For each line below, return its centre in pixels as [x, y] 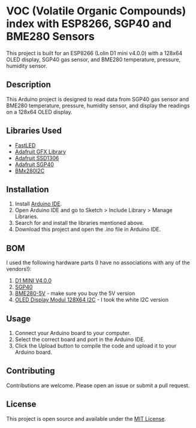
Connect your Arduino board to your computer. [73, 333]
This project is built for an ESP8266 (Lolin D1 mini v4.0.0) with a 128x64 [94, 53]
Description [28, 85]
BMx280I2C [30, 171]
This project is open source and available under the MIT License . [86, 418]
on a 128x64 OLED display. [39, 111]
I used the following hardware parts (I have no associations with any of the [98, 263]
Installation [28, 189]
